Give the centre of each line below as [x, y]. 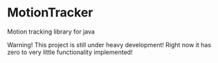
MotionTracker [50, 13]
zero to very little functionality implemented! [70, 52]
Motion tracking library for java [51, 32]
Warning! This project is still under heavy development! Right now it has [109, 45]
